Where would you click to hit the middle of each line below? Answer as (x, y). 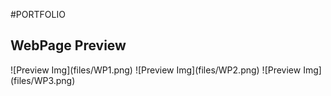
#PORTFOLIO (38, 14)
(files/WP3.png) (43, 80)
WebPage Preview (68, 45)
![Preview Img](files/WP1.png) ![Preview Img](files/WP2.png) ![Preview (156, 70)
